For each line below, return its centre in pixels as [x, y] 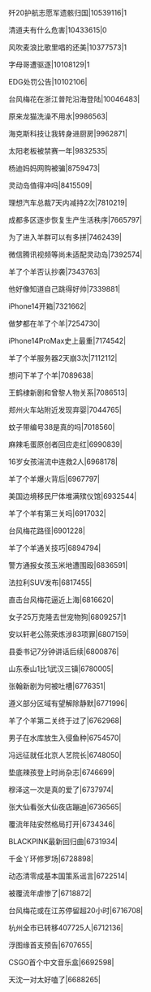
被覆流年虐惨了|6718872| [50, 893]
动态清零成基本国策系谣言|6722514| [68, 876]
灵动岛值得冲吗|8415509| [50, 185]
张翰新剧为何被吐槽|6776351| [57, 686]
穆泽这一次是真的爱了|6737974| [61, 790]
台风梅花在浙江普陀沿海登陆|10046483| [74, 99]
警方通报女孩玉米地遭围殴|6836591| [68, 565]
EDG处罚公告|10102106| [48, 82]
